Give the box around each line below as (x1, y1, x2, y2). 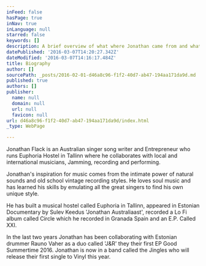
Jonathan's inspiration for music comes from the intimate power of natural (6, 170, 194, 178)
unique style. (6, 190, 39, 197)
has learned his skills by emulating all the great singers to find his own (6, 184, 184, 191)
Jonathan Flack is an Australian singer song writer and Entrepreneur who (6, 146, 191, 153)
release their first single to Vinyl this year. (6, 253, 111, 260)
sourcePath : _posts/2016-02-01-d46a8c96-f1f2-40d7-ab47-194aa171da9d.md (6, 72, 196, 78)
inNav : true (6, 20, 37, 26)
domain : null (12, 100, 45, 106)
